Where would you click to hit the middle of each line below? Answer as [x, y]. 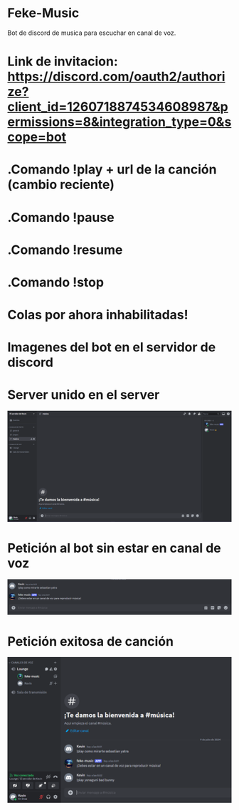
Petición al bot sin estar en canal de [115, 548]
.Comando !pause [61, 217]
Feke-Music [43, 13]
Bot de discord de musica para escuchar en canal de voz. [92, 33]
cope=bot [37, 137]
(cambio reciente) [61, 185]
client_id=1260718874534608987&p [118, 107]
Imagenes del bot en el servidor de [112, 347]
